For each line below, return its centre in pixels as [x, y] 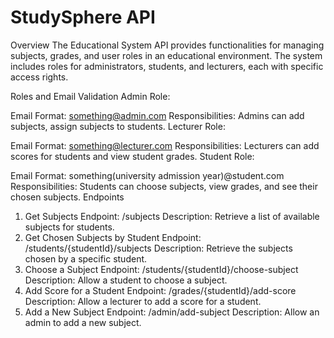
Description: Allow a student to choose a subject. [126, 280]
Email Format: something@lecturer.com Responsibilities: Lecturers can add [165, 145]
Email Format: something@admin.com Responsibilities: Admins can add [157, 115]
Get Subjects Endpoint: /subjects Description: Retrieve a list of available [172, 216]
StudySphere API [83, 17]
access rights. [39, 77]
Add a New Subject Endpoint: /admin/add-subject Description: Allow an [172, 312]
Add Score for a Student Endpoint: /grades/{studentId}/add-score [160, 290]
